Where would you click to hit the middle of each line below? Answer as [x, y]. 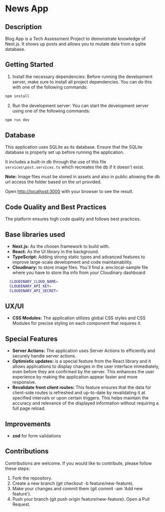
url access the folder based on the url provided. [53, 182]
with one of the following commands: [50, 87]
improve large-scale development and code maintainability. [72, 262]
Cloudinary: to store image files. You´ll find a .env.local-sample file [80, 267]
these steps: [18, 468]
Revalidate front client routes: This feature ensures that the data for [82, 388]
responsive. [24, 382]
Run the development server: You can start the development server [81, 105]
